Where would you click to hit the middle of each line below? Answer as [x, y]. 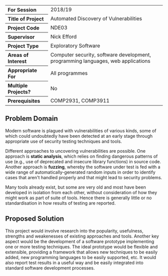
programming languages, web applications [100, 61]
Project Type [23, 46]
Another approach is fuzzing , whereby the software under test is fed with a [83, 167]
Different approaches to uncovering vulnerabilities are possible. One [75, 151]
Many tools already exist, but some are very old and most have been [75, 187]
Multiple [18, 86]
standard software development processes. [50, 268]
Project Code [24, 28]
